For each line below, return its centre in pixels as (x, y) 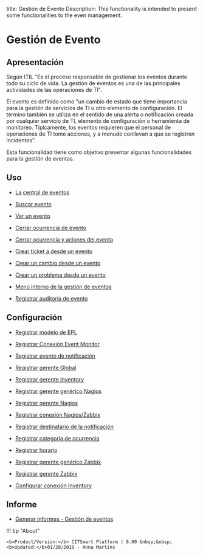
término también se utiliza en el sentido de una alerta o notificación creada (100, 114)
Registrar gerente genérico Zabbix (58, 462)
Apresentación (35, 62)
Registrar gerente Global (46, 367)
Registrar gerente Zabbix (46, 473)
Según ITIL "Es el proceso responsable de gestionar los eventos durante (97, 77)
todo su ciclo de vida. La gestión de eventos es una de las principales (93, 83)
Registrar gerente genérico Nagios (58, 391)
